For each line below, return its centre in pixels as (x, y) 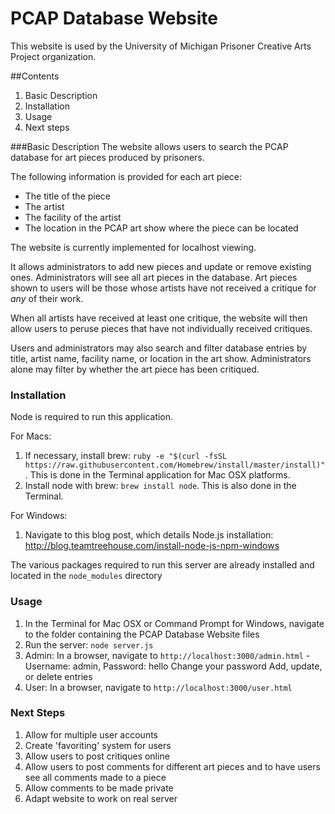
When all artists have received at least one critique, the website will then (159, 318)
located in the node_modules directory (86, 576)
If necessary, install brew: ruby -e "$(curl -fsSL (126, 456)
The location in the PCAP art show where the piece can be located (161, 228)
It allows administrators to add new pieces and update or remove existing (161, 266)
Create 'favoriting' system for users (98, 745)
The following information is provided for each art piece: (126, 176)
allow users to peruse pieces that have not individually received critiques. (161, 328)
